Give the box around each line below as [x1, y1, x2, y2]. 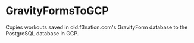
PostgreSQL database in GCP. [5, 29, 79, 37]
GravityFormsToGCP [5, 4, 109, 18]
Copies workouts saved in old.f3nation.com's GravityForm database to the [5, 24, 188, 31]
